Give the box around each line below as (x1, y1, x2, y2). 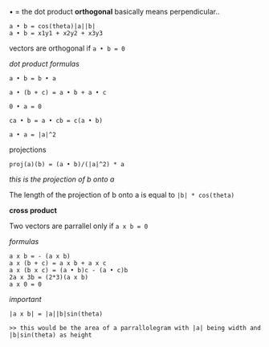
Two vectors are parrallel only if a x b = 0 (9, 221, 149, 231)
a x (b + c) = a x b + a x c (9, 259, 107, 267)
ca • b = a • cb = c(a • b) (9, 116, 104, 125)
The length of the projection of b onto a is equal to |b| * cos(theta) (9, 190, 235, 199)
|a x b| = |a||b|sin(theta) (9, 310, 104, 318)
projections (9, 145, 47, 154)
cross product (9, 206, 57, 215)
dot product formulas (9, 59, 79, 68)
